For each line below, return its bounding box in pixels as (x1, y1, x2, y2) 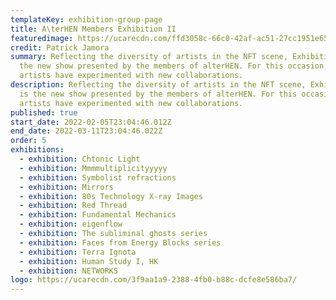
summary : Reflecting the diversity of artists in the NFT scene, (10, 52, 288, 62)
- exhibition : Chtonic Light (19, 154, 141, 164)
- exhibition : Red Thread (19, 201, 128, 211)
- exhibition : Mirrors (19, 182, 114, 192)
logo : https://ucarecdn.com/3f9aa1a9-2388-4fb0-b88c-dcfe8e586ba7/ (10, 275, 298, 285)
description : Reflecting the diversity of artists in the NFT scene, (10, 80, 307, 90)
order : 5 (10, 136, 47, 146)
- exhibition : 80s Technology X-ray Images (19, 191, 203, 201)
